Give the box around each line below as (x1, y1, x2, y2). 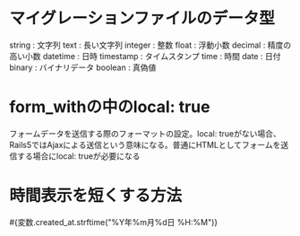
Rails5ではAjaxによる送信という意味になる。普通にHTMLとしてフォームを (9, 139, 281, 150)
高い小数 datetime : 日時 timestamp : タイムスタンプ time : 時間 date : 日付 (9, 50, 281, 61)
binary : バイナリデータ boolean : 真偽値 (9, 62, 157, 73)
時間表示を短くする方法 (9, 186, 183, 206)
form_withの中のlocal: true (9, 97, 210, 118)
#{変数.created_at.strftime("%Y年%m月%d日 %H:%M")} (9, 216, 218, 227)
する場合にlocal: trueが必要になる (16, 150, 141, 162)
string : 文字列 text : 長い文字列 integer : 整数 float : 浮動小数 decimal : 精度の (9, 39, 292, 50)
